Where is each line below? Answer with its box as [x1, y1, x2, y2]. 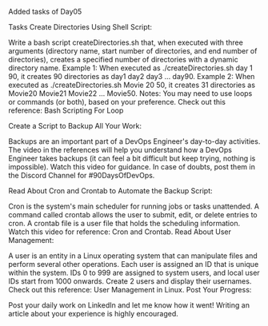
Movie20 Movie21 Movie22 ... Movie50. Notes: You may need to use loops [8, 89, 253, 98]
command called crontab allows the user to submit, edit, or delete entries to [8, 210, 258, 219]
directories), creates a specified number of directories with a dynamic [8, 55, 238, 64]
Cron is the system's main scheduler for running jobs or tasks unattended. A [8, 201, 260, 211]
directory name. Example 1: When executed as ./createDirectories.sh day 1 [8, 63, 254, 73]
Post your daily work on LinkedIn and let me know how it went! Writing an [8, 300, 250, 310]
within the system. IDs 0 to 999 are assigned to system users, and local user [8, 268, 260, 277]
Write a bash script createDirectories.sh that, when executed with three [8, 38, 244, 47]
